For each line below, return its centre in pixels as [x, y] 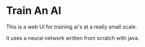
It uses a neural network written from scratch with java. [73, 38]
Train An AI [34, 11]
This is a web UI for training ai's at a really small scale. [72, 27]
